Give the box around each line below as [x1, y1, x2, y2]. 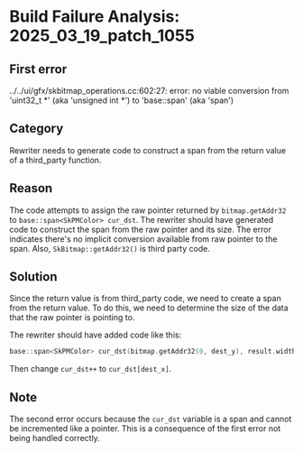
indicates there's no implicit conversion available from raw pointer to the [9, 233, 278, 244]
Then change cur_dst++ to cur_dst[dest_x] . [9, 364, 172, 374]
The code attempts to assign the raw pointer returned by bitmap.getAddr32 [9, 205, 287, 216]
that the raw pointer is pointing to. [9, 312, 135, 323]
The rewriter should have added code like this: [9, 329, 182, 340]
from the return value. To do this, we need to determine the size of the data [9, 302, 289, 313]
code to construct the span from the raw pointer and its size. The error [9, 224, 272, 235]
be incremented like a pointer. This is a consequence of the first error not [9, 423, 281, 434]
